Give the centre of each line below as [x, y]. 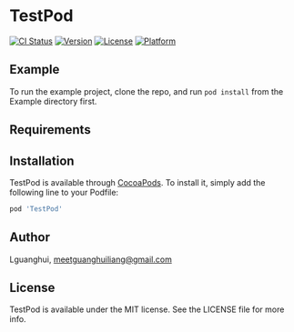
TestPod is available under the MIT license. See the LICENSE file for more [147, 309]
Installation [42, 161]
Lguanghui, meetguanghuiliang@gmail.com [91, 259]
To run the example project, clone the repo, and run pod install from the [147, 91]
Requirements [50, 130]
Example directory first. [53, 101]
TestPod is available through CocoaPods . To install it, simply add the [137, 182]
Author [30, 237]
